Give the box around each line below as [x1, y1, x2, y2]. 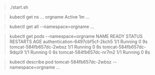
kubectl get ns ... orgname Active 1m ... [9, 14, 90, 19]
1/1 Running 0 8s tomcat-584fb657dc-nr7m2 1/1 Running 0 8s [23, 49, 150, 55]
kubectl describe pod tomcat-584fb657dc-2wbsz [9, 59, 112, 64]
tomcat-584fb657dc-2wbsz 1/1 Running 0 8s [9, 44, 101, 49]
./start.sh [9, 4, 28, 10]
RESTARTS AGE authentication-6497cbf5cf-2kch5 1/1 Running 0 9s [9, 38, 148, 44]
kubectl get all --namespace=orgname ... [9, 23, 94, 29]
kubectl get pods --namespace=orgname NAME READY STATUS [9, 33, 143, 39]
